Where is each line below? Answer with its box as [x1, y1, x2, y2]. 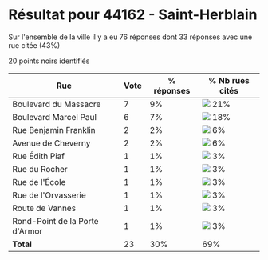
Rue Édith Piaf [12, 150, 65, 162]
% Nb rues [208, 74, 250, 86]
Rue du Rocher [12, 163, 68, 174]
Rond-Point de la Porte [12, 215, 99, 226]
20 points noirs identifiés [8, 56, 90, 66]
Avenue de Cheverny [12, 138, 91, 149]
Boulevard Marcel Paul [12, 111, 97, 122]
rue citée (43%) [8, 40, 61, 50]
